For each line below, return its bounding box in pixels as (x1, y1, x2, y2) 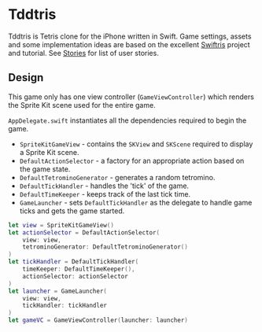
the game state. (19, 164, 71, 174)
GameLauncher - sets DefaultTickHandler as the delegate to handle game (19, 197, 253, 207)
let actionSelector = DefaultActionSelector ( (8, 228, 160, 237)
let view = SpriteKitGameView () (8, 221, 114, 229)
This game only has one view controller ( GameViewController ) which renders (8, 92, 254, 101)
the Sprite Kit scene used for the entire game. (8, 100, 156, 109)
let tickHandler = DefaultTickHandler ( (8, 258, 139, 266)
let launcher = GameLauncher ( (8, 287, 108, 295)
